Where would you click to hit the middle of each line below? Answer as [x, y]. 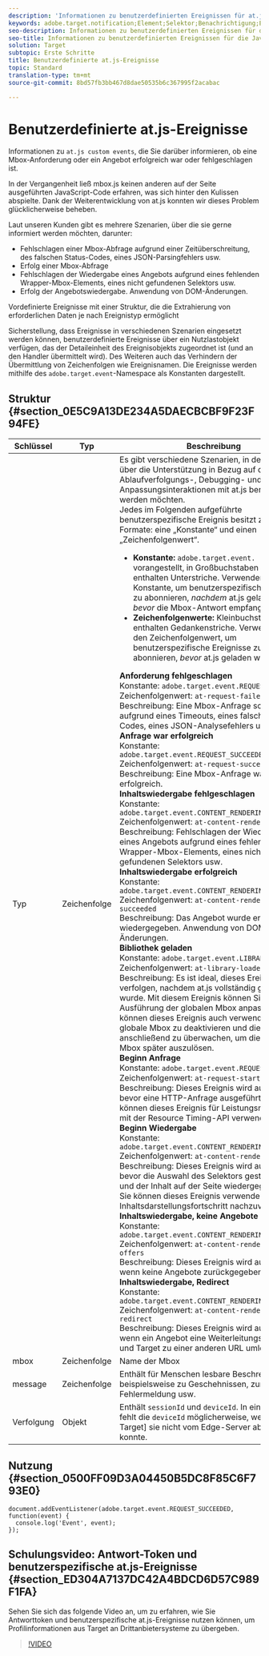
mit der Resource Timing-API [175, 1118]
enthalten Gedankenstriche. [185, 628]
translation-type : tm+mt [50, 75]
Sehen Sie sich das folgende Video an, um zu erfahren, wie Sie [112, 1611]
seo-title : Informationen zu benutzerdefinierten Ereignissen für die [128, 38]
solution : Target [37, 46]
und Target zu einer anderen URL [182, 1348]
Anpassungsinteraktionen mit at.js [183, 490]
